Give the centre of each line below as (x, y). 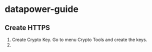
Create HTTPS (27, 28)
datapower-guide (41, 9)
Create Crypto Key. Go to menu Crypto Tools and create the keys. (79, 39)
